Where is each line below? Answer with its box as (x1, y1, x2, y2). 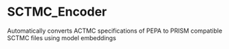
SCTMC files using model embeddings (7, 33, 117, 42)
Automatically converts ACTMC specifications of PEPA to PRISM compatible (7, 27, 223, 35)
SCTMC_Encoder (7, 4, 107, 20)
